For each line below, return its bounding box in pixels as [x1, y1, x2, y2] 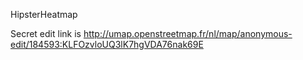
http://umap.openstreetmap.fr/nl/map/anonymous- [83, 28, 293, 39]
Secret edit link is [10, 28, 82, 39]
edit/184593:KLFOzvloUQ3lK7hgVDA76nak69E [10, 39, 204, 50]
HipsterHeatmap [10, 9, 78, 20]
